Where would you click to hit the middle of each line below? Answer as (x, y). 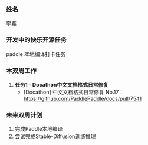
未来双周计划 (24, 115)
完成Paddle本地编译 (39, 129)
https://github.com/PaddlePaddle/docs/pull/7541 (83, 98)
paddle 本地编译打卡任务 (36, 54)
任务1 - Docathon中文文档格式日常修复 (62, 84)
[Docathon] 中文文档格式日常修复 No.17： (74, 92)
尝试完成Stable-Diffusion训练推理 (55, 136)
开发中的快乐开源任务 (36, 40)
